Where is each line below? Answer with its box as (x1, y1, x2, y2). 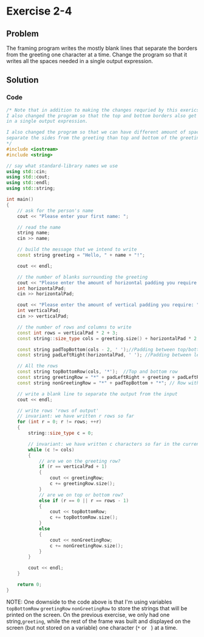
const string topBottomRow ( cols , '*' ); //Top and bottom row (17, 369, 178, 375)
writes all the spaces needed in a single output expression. (6, 58, 154, 64)
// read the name (17, 224, 61, 230)
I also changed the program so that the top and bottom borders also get (6, 112, 197, 119)
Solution (6, 75, 39, 86)
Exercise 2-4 (6, 4, 72, 18)
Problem (6, 29, 39, 39)
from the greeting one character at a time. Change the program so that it (6, 51, 188, 58)
